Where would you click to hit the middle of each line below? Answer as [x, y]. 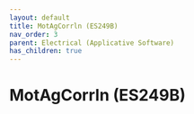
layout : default [40, 18]
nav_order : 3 [34, 34]
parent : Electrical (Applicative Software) [92, 43]
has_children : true [46, 51]
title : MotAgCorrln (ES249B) [64, 26]
